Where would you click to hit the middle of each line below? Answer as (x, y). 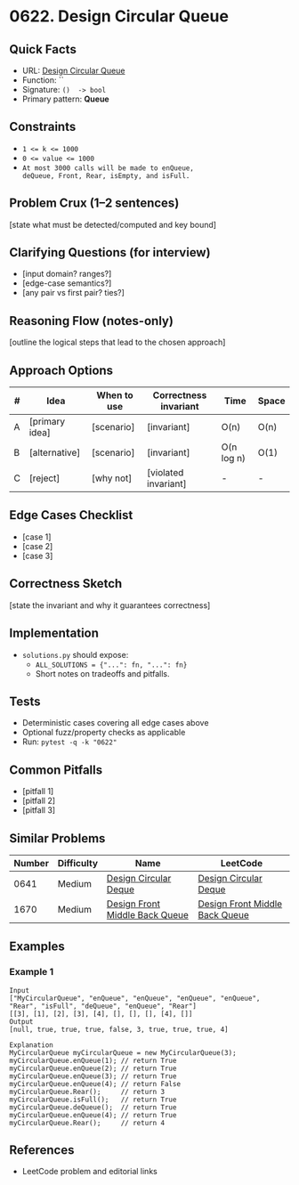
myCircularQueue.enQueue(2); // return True (93, 1068)
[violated (165, 473)
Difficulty (78, 863)
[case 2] (37, 546)
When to (115, 395)
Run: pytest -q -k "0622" (69, 742)
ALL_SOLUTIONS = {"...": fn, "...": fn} (111, 665)
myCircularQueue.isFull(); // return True (93, 1100)
